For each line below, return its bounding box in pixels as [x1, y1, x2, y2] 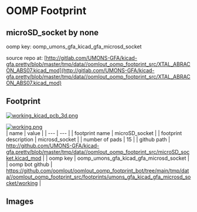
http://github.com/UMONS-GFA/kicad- [6, 142, 100, 149]
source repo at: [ [6, 55, 46, 61]
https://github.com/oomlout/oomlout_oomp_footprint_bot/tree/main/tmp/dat [6, 167, 189, 174]
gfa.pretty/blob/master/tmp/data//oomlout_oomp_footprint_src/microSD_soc [6, 148, 190, 155]
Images [6, 197, 34, 207]
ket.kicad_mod [6, 154, 42, 161]
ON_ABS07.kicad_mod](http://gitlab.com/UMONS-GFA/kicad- [6, 67, 155, 74]
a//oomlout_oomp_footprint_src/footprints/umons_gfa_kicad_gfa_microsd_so [6, 173, 191, 180]
